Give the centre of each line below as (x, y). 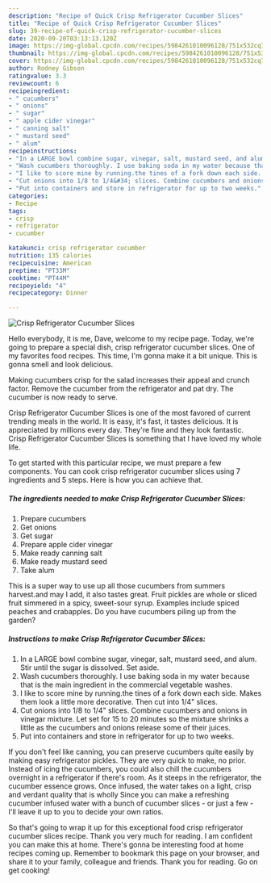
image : (19, 46)
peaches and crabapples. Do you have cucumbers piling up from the (122, 612)
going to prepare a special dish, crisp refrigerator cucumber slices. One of (132, 347)
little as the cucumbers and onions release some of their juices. (125, 728)
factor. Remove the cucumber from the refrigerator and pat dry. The (121, 389)
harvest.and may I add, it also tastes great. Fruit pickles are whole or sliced (133, 595)
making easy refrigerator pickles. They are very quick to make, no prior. (127, 760)
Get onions (38, 527)
